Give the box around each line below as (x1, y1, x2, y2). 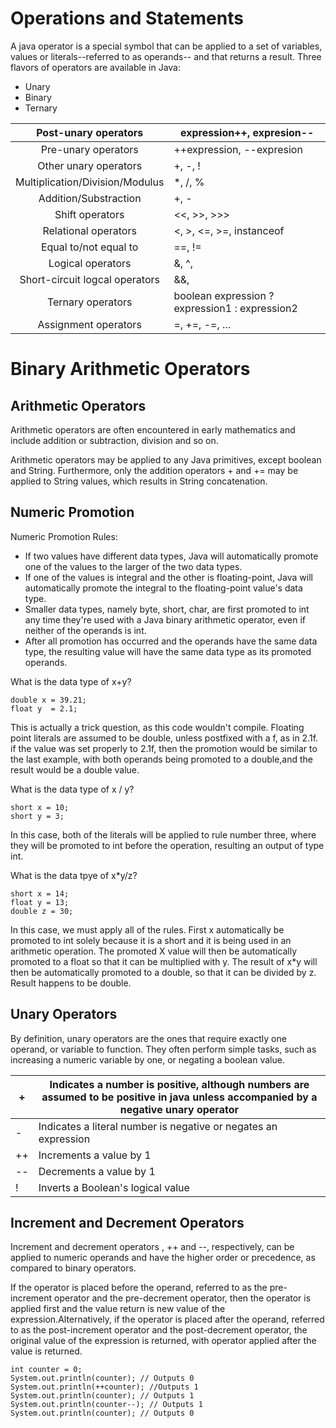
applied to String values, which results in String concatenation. (10, 475, 268, 487)
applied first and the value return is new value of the (10, 1303, 226, 1315)
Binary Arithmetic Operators (10, 358, 251, 381)
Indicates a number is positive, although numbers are (49, 1077, 310, 1091)
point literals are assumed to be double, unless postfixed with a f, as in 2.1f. (10, 732, 319, 744)
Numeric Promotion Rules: (10, 530, 118, 542)
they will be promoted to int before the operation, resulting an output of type (10, 839, 325, 851)
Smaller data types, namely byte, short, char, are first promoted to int (24, 603, 310, 615)
